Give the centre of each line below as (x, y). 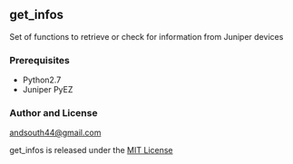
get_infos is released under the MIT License (91, 150)
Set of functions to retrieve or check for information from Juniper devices (146, 36)
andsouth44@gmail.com (55, 133)
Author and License (54, 113)
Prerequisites (39, 60)
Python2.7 (42, 80)
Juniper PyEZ (48, 90)
